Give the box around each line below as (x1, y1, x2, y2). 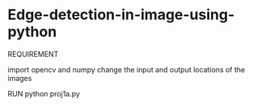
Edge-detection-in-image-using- (7, 6, 235, 24)
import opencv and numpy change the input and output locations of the (7, 64, 246, 74)
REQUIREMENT (7, 49, 59, 59)
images (7, 73, 32, 83)
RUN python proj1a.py (7, 88, 80, 98)
